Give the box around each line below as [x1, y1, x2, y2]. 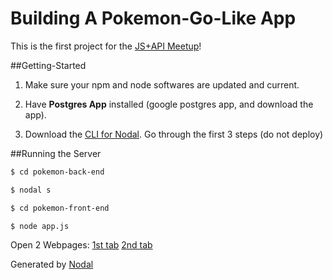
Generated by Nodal [10, 258, 94, 271]
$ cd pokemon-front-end [10, 203, 110, 213]
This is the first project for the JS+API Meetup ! [10, 40, 202, 52]
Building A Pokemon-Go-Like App [10, 7, 297, 30]
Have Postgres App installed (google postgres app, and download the [24, 98, 314, 110]
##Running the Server [10, 147, 102, 159]
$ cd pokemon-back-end [10, 167, 105, 177]
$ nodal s [10, 185, 52, 195]
